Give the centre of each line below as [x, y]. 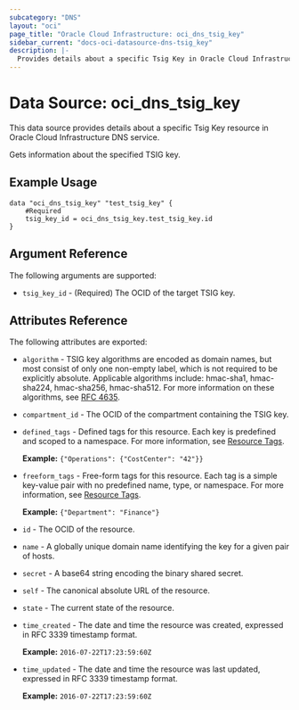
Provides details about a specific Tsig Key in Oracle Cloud [133, 59]
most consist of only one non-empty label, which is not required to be [150, 369]
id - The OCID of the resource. [78, 529]
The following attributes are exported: [78, 342]
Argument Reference [69, 254]
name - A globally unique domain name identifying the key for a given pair [155, 547]
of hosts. [38, 556]
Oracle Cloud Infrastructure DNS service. [85, 137]
